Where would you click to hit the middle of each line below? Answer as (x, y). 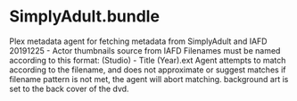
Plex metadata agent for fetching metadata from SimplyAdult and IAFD (138, 41)
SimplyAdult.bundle (85, 17)
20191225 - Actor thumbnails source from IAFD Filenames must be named (145, 50)
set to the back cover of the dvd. (69, 88)
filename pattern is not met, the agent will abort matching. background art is (149, 79)
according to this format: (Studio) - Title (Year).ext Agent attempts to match (148, 60)
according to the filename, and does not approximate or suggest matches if (148, 70)
